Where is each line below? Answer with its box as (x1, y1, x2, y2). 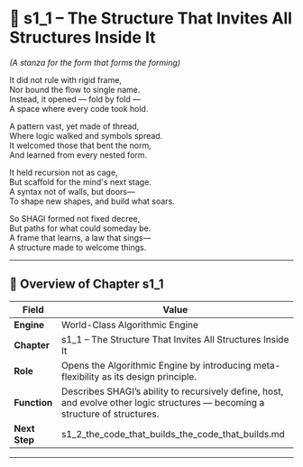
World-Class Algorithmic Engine (61, 318, 198, 331)
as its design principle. (101, 370, 197, 382)
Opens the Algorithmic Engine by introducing (61, 359, 252, 371)
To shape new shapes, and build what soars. (9, 196, 176, 206)
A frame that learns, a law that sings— (9, 232, 151, 243)
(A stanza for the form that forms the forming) (9, 57, 181, 68)
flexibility (61, 370, 100, 382)
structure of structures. (61, 407, 160, 420)
